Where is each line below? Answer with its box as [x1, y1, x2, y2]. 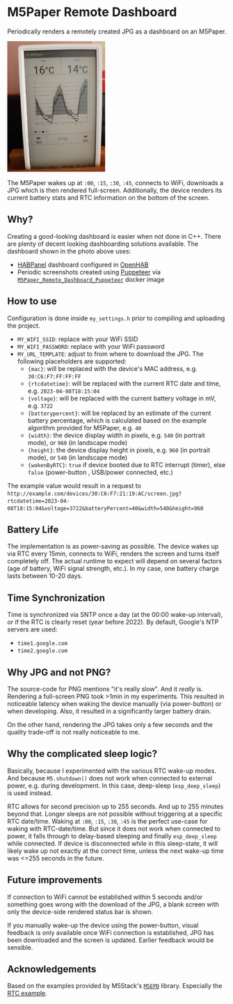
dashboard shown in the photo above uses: [7, 246, 131, 255]
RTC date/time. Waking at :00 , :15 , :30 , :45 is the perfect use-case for [7, 817, 208, 825]
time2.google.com [17, 648, 68, 654]
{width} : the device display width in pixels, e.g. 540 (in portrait [27, 431, 205, 439]
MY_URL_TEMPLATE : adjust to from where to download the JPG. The [17, 350, 204, 358]
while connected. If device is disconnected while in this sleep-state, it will [7, 839, 218, 847]
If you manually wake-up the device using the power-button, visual [7, 920, 199, 930]
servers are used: [7, 625, 58, 634]
